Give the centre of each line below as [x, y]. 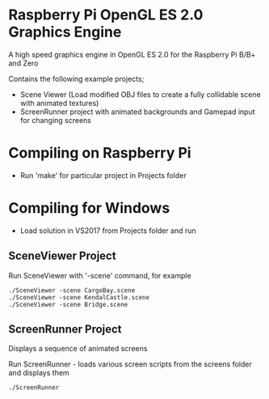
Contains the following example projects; [76, 79]
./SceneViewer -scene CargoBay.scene [72, 290]
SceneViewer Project [62, 256]
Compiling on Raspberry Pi [100, 153]
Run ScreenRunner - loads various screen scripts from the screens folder [130, 364]
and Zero [23, 63]
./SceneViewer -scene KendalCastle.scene [79, 297]
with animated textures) [59, 103]
